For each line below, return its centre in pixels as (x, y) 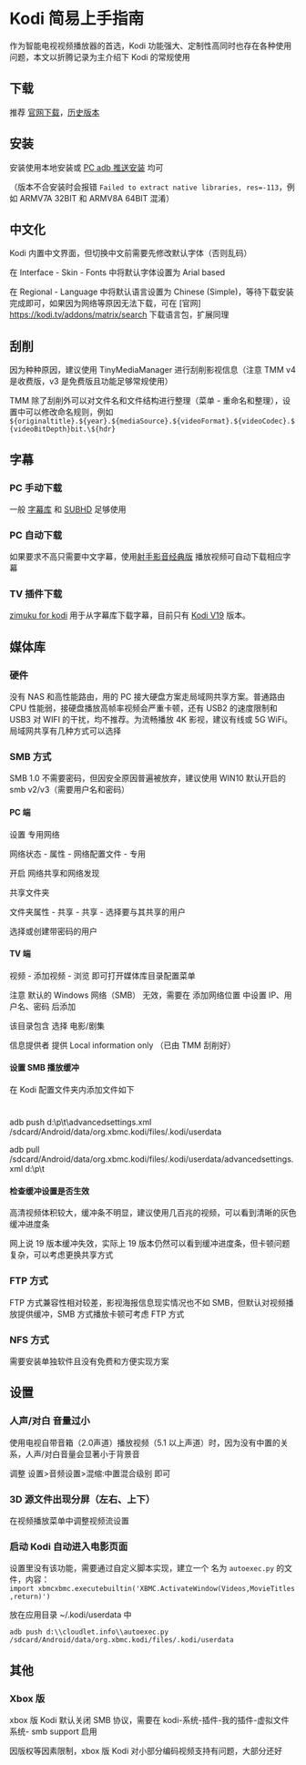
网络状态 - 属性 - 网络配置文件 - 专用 (77, 854)
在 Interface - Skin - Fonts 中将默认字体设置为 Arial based (117, 272)
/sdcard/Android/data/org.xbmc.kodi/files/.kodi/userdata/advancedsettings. (152, 1159)
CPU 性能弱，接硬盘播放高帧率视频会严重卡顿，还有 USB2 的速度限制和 (143, 708)
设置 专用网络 (35, 834)
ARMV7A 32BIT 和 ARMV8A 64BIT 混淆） (97, 198)
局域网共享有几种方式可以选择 (65, 731)
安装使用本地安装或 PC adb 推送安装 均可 (87, 167)
